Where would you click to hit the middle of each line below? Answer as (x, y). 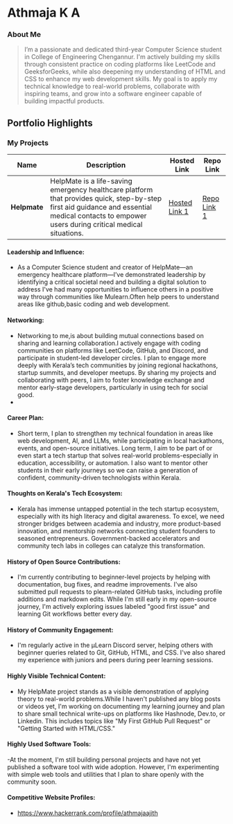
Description (106, 165)
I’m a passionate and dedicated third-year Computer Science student (123, 49)
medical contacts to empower (98, 216)
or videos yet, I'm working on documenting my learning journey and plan (121, 706)
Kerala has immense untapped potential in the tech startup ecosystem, (118, 509)
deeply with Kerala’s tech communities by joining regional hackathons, (118, 365)
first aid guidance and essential (101, 208)
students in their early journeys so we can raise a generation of (107, 470)
